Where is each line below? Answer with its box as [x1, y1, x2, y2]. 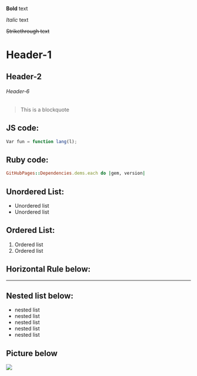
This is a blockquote [20, 106, 69, 113]
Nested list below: [6, 290, 74, 301]
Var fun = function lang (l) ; [6, 138, 77, 144]
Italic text [6, 16, 29, 23]
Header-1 [6, 48, 52, 62]
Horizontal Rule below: [6, 264, 91, 275]
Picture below [6, 348, 57, 358]
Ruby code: [6, 155, 49, 165]
